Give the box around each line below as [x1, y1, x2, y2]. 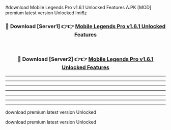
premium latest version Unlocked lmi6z [5, 10, 88, 16]
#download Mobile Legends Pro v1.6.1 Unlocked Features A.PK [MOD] [5, 5, 152, 10]
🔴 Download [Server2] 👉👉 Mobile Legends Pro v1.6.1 [17, 56, 154, 63]
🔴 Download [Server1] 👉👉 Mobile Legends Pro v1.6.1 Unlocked [5, 22, 166, 30]
